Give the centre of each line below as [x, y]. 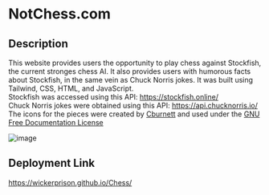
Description [38, 44]
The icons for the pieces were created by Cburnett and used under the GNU [134, 114]
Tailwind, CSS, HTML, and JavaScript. [71, 88]
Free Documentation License [56, 122]
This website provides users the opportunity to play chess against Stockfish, [135, 63]
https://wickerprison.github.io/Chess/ [70, 182]
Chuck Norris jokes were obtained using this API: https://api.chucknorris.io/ [133, 106]
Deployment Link [51, 163]
